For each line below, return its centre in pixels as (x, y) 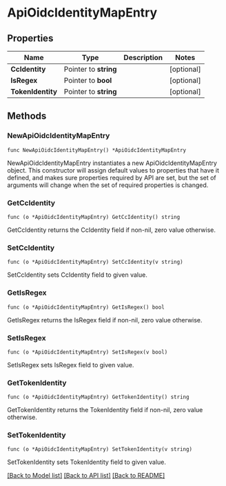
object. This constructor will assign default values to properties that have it (113, 170)
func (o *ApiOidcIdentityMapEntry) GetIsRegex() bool (86, 307)
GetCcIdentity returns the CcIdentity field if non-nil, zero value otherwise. (111, 230)
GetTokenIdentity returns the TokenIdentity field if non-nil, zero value (105, 410)
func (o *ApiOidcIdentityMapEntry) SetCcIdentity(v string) (95, 262)
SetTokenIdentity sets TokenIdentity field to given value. (87, 462)
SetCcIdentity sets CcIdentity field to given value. (78, 275)
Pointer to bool (88, 80)
